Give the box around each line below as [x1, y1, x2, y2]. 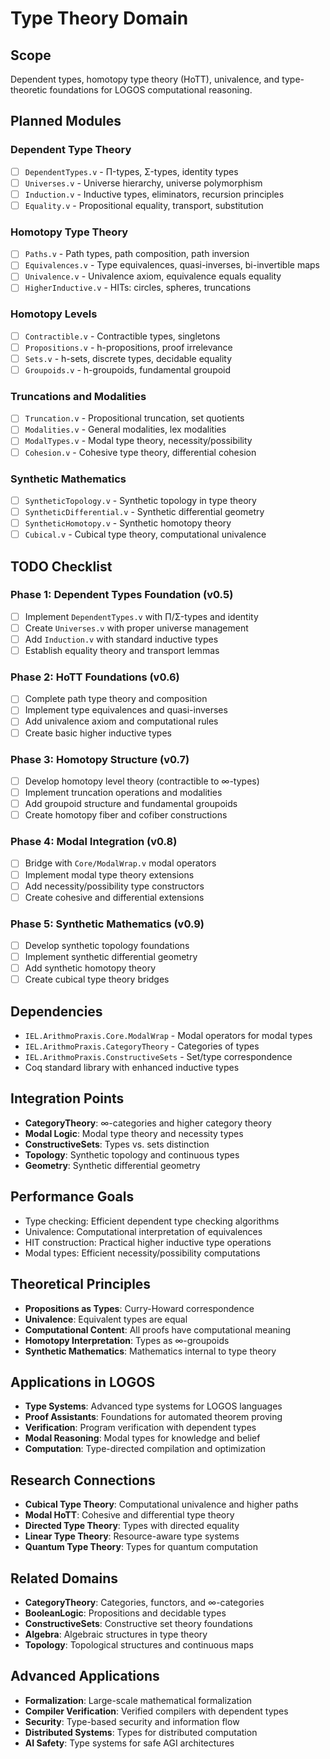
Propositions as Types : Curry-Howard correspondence [24, 1302, 255, 1314]
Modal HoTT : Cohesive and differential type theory [24, 1509, 235, 1521]
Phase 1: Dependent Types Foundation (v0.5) [10, 588, 234, 602]
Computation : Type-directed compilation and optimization [24, 1443, 266, 1455]
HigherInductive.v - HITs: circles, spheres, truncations [24, 282, 252, 294]
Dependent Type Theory [10, 143, 132, 157]
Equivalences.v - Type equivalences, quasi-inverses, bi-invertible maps [24, 259, 320, 271]
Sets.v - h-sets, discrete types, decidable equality [24, 352, 233, 364]
